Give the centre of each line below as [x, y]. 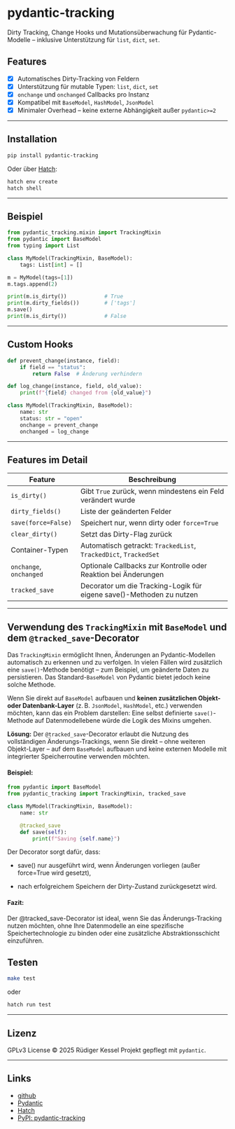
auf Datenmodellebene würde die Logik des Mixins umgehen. [123, 721]
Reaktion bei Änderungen [122, 574]
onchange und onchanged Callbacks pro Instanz [83, 94]
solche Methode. [31, 685]
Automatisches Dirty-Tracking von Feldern [78, 78]
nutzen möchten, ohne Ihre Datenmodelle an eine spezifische [95, 925]
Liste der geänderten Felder [126, 511]
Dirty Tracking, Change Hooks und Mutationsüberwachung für [97, 32]
